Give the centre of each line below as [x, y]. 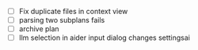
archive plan [39, 29]
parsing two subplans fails [62, 20]
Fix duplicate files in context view [73, 11]
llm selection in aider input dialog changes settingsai [105, 37]
